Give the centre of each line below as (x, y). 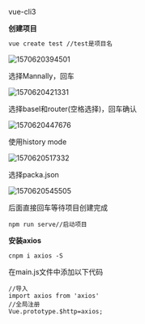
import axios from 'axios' (54, 296)
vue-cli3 (22, 12)
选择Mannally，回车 (41, 75)
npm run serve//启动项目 (48, 224)
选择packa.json (34, 174)
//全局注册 (24, 304)
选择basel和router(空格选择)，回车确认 (73, 109)
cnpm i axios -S (36, 256)
